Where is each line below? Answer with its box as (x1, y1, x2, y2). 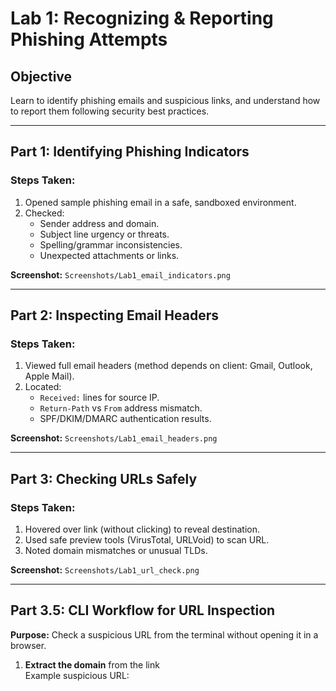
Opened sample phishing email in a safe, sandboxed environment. (24, 196, 297, 208)
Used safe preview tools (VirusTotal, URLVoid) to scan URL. (24, 534, 270, 546)
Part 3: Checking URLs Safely (10, 470, 198, 487)
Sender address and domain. (39, 217, 160, 229)
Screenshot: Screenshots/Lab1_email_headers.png (10, 432, 218, 444)
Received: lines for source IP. (39, 392, 160, 404)
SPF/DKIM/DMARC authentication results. (39, 413, 212, 425)
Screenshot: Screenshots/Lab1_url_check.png (10, 564, 200, 576)
